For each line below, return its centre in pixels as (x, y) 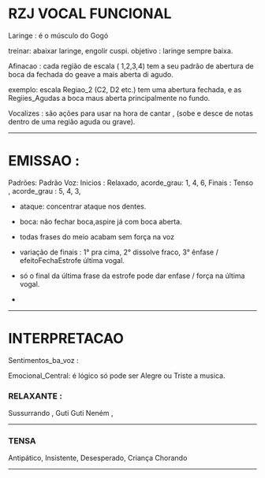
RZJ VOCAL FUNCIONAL (90, 14)
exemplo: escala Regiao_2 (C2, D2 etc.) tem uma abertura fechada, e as (125, 89)
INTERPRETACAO (66, 339)
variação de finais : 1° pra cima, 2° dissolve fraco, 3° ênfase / (119, 252)
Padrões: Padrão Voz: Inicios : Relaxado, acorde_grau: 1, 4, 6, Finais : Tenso (131, 183)
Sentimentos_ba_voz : (43, 360)
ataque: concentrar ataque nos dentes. (83, 206)
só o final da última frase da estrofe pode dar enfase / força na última (132, 276)
